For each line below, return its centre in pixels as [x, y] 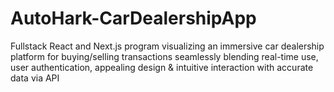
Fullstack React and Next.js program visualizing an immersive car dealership [167, 46]
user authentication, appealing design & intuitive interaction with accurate [162, 67]
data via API [35, 78]
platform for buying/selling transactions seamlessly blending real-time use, [164, 56]
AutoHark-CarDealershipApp [133, 18]
